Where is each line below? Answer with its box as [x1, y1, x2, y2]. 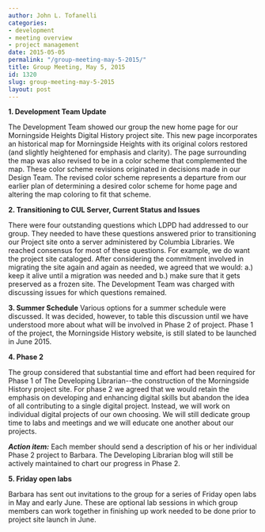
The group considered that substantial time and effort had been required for [8, 368, 256, 377]
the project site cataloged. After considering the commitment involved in [8, 255, 244, 264]
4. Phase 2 [8, 352, 44, 362]
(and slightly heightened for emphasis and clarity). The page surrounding [8, 147, 247, 157]
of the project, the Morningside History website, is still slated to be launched [8, 328, 257, 338]
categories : [8, 19, 47, 27]
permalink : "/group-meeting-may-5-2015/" [8, 56, 147, 64]
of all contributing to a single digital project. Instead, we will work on [8, 401, 231, 411]
